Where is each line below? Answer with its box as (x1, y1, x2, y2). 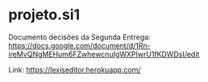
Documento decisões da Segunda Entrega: (8, 32, 151, 42)
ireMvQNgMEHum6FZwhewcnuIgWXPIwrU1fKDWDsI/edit (8, 49, 200, 59)
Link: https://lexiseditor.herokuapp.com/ (8, 64, 141, 74)
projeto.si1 (8, 6, 81, 24)
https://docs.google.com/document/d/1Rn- (8, 40, 151, 50)
